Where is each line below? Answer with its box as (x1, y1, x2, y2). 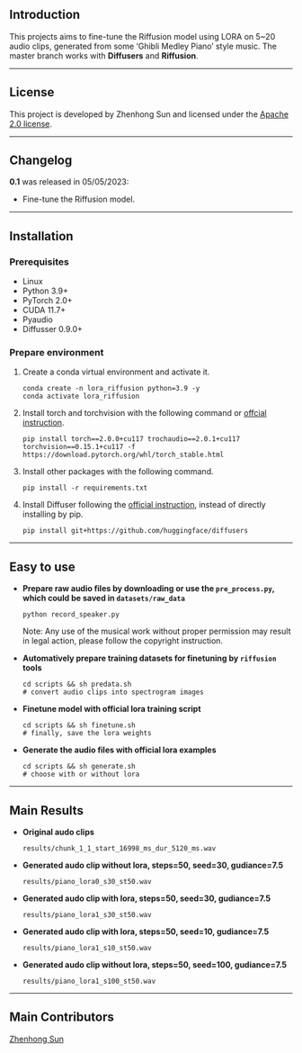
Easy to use (9, 559, 76, 574)
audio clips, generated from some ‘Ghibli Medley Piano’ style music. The (9, 40, 277, 51)
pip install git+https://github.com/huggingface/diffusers (22, 526, 249, 535)
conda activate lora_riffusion (22, 391, 140, 401)
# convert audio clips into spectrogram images (22, 688, 204, 697)
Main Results (9, 803, 84, 818)
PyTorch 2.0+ (22, 295, 74, 306)
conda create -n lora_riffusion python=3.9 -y (22, 384, 200, 393)
